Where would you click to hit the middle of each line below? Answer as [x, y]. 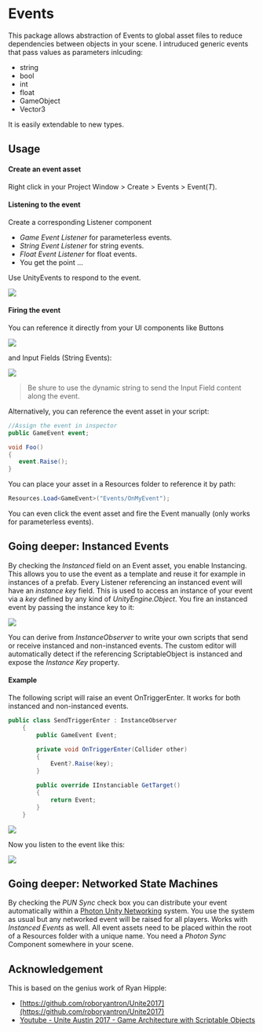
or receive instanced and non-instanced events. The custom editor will [122, 645]
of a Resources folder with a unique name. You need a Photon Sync [117, 936]
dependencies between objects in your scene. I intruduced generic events [128, 43]
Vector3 [32, 109]
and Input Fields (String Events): [60, 358]
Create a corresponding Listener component [80, 222]
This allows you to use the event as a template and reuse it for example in [127, 574]
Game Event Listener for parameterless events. [96, 237]
